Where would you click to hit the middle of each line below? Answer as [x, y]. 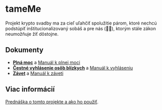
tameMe [23, 9]
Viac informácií [30, 89]
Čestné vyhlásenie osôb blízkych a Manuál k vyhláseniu [73, 68]
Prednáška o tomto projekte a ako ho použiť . [52, 102]
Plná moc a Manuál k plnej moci [46, 62]
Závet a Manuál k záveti [38, 73]
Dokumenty [24, 50]
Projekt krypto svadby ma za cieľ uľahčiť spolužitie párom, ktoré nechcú [81, 23]
